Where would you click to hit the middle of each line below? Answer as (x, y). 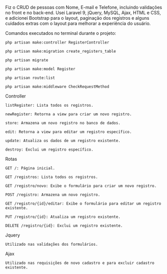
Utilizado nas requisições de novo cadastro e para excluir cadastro (80, 263)
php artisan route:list (30, 78)
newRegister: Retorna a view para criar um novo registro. (69, 114)
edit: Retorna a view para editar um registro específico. (69, 132)
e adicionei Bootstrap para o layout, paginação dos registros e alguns (77, 18)
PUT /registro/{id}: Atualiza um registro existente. (63, 217)
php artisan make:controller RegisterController (57, 42)
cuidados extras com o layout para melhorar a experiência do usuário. (78, 23)
